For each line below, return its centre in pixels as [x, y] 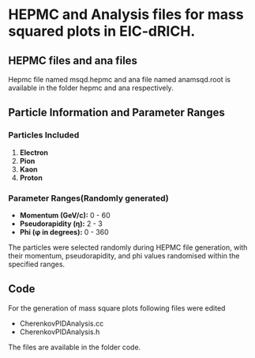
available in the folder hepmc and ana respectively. [91, 88]
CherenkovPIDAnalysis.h [60, 332]
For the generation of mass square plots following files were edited [117, 308]
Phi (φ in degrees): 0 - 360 [64, 232]
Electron [34, 153]
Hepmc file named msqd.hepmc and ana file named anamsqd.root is [120, 79]
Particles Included [44, 135]
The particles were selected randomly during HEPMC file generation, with [128, 247]
